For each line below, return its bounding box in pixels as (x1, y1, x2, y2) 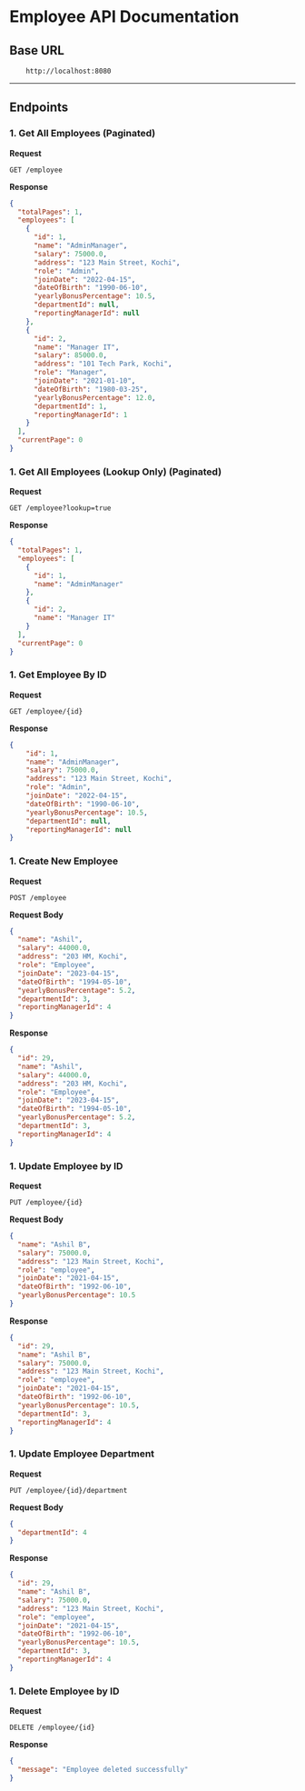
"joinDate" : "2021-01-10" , (33, 376, 136, 385)
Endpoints (9, 100, 69, 115)
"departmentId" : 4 (17, 1527, 88, 1537)
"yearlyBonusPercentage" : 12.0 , (33, 393, 156, 402)
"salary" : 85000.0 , (33, 351, 107, 360)
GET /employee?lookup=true (9, 504, 112, 513)
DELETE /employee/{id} (9, 1723, 95, 1733)
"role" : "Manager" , (33, 368, 107, 377)
